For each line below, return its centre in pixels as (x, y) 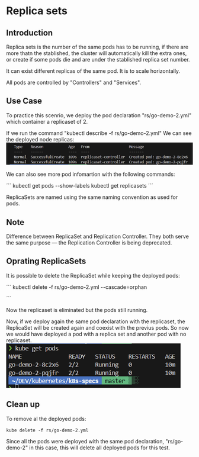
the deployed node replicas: (40, 139)
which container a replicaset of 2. (47, 121)
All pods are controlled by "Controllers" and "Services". (73, 82)
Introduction (30, 33)
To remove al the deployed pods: (46, 419)
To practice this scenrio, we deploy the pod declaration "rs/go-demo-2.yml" (99, 115)
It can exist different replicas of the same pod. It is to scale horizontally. (93, 71)
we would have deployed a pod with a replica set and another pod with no (96, 334)
